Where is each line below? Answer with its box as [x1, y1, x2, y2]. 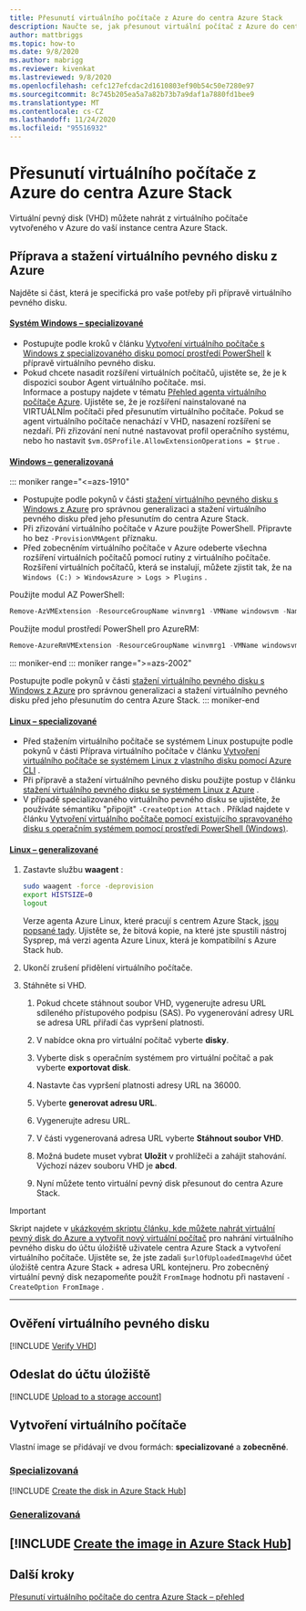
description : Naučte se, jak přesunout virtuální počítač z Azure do [9, 22, 280, 31]
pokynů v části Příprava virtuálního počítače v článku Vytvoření [22, 746, 260, 757]
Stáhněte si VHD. [22, 979, 87, 990]
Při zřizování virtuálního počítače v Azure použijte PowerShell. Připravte [22, 523, 292, 534]
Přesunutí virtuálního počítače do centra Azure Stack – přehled [9, 1591, 245, 1602]
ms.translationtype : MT [9, 98, 100, 108]
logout [22, 899, 48, 908]
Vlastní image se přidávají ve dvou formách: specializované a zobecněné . [9, 1441, 289, 1452]
